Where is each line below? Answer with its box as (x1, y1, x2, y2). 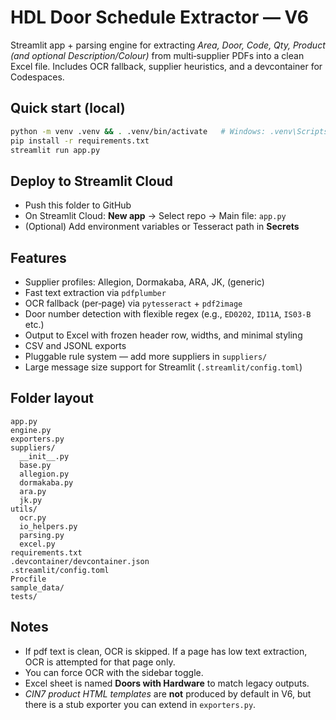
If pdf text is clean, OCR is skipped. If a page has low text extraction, (24, 645, 308, 657)
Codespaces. (10, 71, 65, 83)
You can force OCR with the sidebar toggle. (24, 666, 204, 678)
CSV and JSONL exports (24, 340, 127, 351)
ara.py (19, 486, 47, 496)
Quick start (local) (10, 100, 126, 117)
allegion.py (19, 469, 70, 479)
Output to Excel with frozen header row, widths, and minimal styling (24, 329, 303, 341)
